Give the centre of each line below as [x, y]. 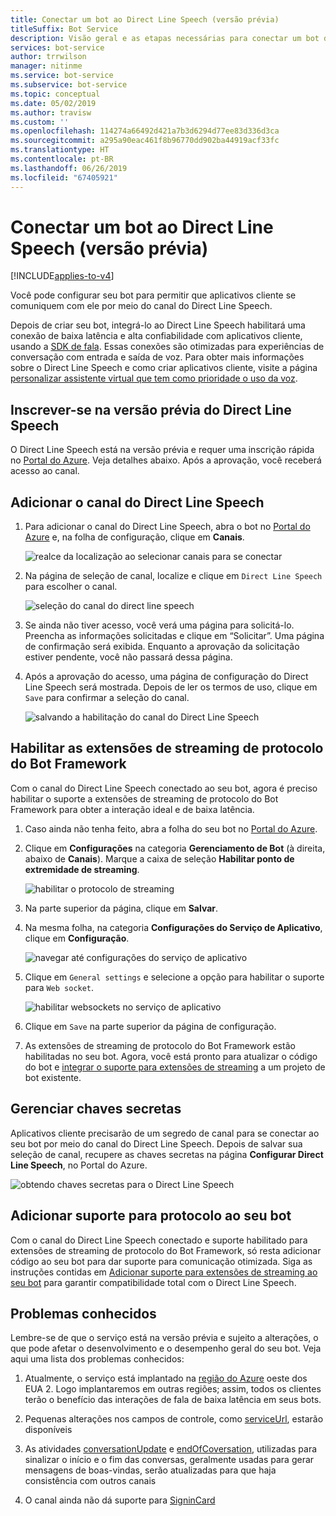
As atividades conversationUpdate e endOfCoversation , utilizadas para [171, 1449]
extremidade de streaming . [82, 869]
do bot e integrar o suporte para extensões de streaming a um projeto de [175, 1067]
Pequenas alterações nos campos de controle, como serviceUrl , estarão [174, 1419]
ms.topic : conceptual [55, 94]
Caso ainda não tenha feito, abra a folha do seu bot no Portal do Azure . [171, 828]
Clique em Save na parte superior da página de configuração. [150, 1026]
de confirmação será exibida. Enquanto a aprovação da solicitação [162, 647]
